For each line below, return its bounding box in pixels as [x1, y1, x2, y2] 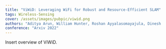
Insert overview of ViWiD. [5, 39, 57, 45]
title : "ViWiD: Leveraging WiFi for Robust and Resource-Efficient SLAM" [5, 7, 162, 12]
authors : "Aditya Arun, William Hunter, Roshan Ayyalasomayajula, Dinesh [5, 21, 162, 26]
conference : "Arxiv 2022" [5, 26, 59, 31]
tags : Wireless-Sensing [5, 12, 55, 17]
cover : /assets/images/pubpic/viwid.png [5, 16, 90, 21]
